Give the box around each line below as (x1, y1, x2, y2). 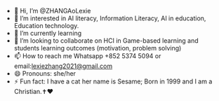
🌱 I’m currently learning (13, 29, 82, 37)
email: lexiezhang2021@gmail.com (13, 62, 113, 70)
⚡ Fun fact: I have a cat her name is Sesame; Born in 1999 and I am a (13, 77, 213, 86)
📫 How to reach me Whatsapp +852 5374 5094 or (13, 52, 161, 60)
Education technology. (13, 22, 79, 29)
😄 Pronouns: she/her (13, 69, 76, 77)
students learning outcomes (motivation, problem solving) (13, 44, 182, 52)
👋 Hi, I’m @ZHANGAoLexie (13, 7, 91, 15)
